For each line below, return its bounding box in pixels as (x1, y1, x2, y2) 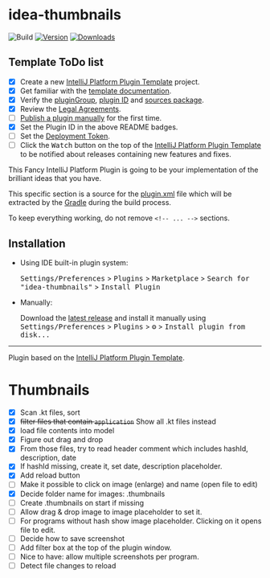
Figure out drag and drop (19, 435, 104, 445)
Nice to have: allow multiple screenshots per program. (19, 551, 199, 561)
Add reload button (19, 470, 80, 480)
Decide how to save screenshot (19, 533, 125, 543)
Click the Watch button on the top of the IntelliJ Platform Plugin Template (19, 141, 261, 150)
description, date (19, 453, 76, 463)
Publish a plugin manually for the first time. (19, 113, 162, 122)
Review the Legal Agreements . (19, 104, 122, 113)
